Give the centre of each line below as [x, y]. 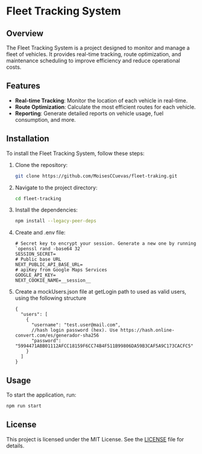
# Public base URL [38, 260]
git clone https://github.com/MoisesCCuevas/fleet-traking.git [96, 176]
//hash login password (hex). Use [74, 330]
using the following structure [50, 298]
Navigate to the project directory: [56, 188]
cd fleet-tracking [38, 198]
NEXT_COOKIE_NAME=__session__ [53, 281]
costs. [14, 67]
